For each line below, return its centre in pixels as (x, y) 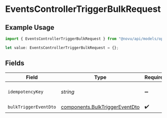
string (68, 92)
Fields (15, 63)
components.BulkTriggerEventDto (100, 107)
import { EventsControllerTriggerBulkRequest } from (61, 39)
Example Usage (30, 28)
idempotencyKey (26, 92)
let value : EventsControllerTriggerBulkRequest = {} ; (62, 48)
